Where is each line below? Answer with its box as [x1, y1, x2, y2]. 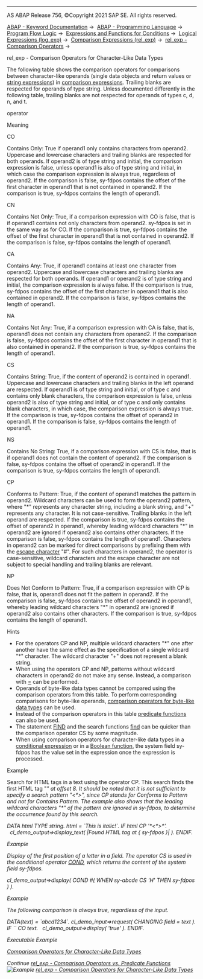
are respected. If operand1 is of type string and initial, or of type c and [7, 386, 181, 393]
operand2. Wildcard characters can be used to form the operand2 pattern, [7, 497, 192, 504]
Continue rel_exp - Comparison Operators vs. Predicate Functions [7, 960, 171, 966]
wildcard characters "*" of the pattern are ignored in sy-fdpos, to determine [7, 804, 196, 811]
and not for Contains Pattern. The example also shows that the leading [7, 798, 183, 805]
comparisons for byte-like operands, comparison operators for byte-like [15, 698, 195, 704]
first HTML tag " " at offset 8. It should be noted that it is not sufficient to [7, 785, 186, 792]
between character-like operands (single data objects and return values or [7, 72, 192, 79]
